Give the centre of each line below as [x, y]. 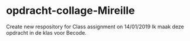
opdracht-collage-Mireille [71, 11]
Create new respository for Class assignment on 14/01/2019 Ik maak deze [95, 27]
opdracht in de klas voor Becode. [46, 32]
